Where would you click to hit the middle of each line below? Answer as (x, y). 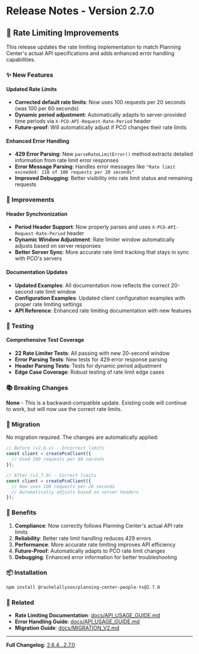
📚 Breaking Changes (37, 387)
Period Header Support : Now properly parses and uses (83, 227)
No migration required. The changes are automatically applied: (82, 437)
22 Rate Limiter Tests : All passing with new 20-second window (92, 353)
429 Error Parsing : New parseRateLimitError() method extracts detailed (104, 154)
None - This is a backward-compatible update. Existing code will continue (97, 403)
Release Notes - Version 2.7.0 (80, 11)
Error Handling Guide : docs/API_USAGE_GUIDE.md (77, 622)
